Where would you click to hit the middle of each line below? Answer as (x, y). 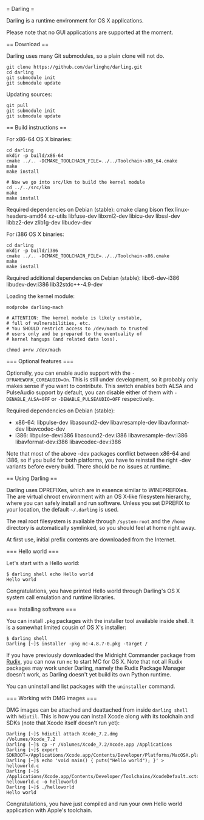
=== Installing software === (42, 609)
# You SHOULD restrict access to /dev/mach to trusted (77, 328)
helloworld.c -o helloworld (42, 782)
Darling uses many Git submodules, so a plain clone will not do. (86, 56)
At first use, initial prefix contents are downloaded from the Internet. (91, 540)
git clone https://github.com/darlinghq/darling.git (74, 67)
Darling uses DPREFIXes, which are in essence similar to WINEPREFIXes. (97, 490)
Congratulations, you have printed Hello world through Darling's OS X (93, 591)
